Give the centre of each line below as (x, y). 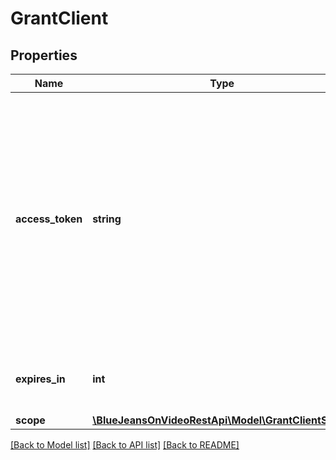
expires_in (40, 379)
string (107, 219)
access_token (49, 219)
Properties (44, 55)
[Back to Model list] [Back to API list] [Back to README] (125, 445)
